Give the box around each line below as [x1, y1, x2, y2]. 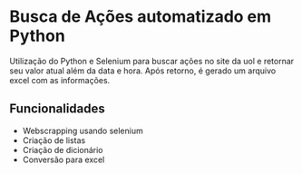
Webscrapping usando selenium [22, 125, 143, 136]
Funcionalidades [9, 101, 106, 117]
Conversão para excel [22, 154, 105, 165]
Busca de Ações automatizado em [9, 6, 272, 27]
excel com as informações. [9, 74, 111, 85]
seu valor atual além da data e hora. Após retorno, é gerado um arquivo [9, 65, 277, 76]
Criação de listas [22, 134, 86, 146]
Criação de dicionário [22, 144, 103, 155]
